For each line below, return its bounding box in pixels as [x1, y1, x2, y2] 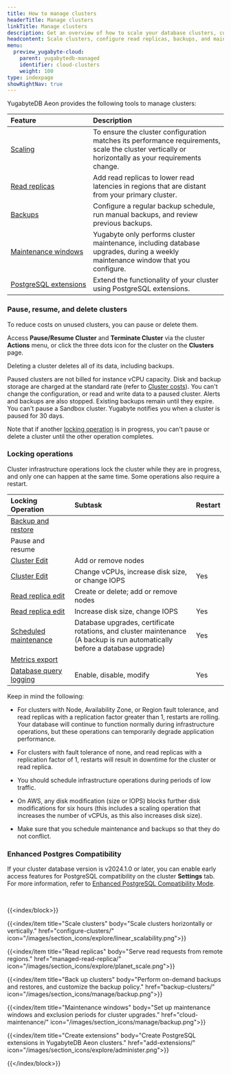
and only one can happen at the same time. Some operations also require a [7, 472, 220, 481]
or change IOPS [74, 576, 126, 585]
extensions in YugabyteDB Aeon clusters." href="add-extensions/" [7, 1039, 196, 1047]
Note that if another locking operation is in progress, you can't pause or [7, 425, 210, 433]
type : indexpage [7, 74, 54, 81]
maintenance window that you [92, 255, 190, 265]
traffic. [16, 783, 36, 792]
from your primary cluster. [92, 190, 177, 200]
